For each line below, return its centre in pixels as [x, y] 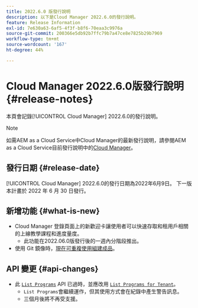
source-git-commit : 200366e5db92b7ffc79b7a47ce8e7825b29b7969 [84, 34]
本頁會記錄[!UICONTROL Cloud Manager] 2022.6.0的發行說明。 [84, 116]
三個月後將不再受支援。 [52, 299]
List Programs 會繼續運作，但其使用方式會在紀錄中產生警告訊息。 [103, 291]
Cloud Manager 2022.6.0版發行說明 [95, 86]
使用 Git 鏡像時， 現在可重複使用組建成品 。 [66, 248]
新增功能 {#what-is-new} [53, 211]
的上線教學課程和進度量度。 [48, 234]
